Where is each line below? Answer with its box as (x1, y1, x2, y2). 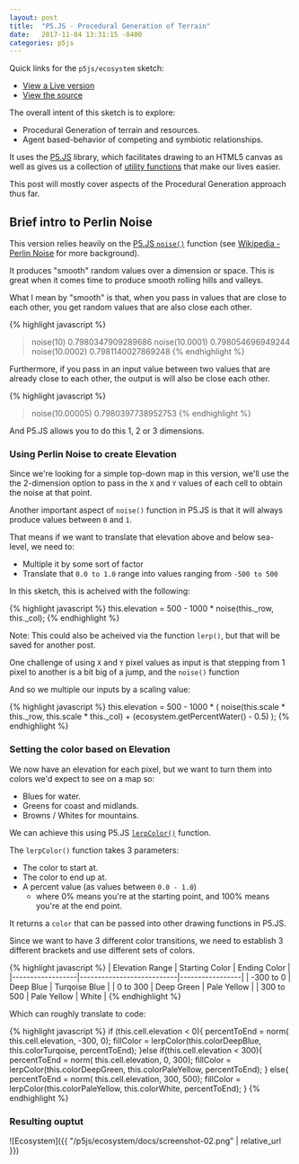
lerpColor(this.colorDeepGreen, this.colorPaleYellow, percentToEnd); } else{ (9, 1063, 289, 1075)
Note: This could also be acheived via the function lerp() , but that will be (9, 631, 280, 641)
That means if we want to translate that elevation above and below (9, 532, 256, 542)
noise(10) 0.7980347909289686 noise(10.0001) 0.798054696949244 (31, 336, 291, 347)
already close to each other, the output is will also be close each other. (9, 373, 271, 384)
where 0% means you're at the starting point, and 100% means (35, 891, 270, 901)
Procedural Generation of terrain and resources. (22, 125, 200, 136)
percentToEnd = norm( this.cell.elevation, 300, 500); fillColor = (9, 1073, 242, 1084)
